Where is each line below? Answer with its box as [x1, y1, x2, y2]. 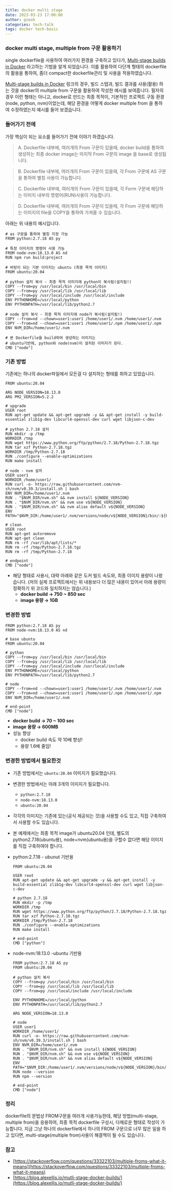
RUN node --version [12, 1069, 55, 1074]
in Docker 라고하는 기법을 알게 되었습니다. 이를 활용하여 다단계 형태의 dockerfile [5, 64, 167, 70]
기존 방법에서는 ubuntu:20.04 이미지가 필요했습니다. [12, 769, 117, 776]
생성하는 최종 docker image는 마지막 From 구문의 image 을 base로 [17, 151, 153, 157]
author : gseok [5, 17, 36, 22]
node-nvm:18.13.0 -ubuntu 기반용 [12, 950, 82, 956]
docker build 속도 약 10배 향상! [20, 737, 83, 743]
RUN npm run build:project [5, 255, 63, 260]
